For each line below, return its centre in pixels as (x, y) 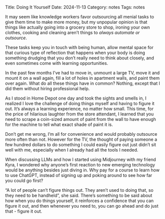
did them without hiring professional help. (47, 88)
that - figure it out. (24, 211)
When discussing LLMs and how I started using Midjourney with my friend (81, 160)
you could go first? (24, 181)
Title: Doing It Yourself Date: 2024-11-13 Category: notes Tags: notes (75, 7)
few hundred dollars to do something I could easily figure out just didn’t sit (81, 145)
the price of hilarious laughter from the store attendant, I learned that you (80, 114)
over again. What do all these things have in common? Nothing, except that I (83, 83)
